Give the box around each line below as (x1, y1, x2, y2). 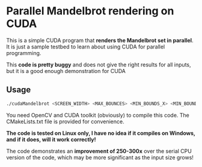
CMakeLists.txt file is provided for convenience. (6, 118, 124, 125)
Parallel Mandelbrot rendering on (6, 4, 174, 18)
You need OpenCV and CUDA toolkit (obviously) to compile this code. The (6, 111, 189, 119)
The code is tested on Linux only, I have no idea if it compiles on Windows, (6, 129, 195, 136)
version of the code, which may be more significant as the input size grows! (6, 154, 194, 161)
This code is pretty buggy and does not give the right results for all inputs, (6, 61, 191, 68)
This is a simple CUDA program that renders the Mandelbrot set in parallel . (6, 37, 194, 44)
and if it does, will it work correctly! (6, 136, 96, 143)
